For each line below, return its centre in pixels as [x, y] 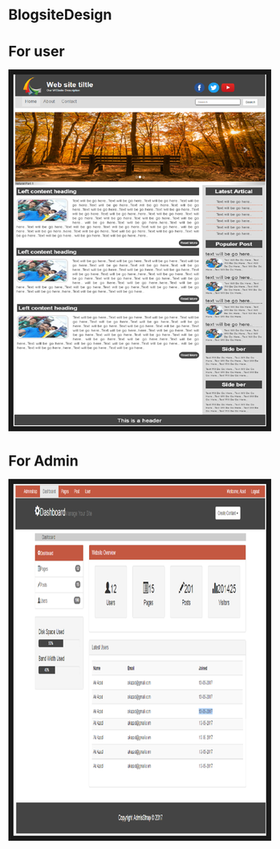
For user [37, 52]
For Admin [43, 461]
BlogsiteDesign [60, 15]
